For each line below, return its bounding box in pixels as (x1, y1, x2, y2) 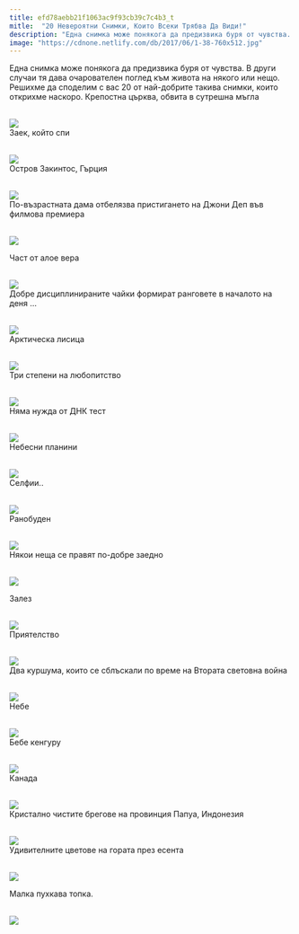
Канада (9, 773, 38, 784)
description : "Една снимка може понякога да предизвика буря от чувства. (9, 30, 292, 39)
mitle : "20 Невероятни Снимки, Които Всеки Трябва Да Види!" (9, 22, 247, 31)
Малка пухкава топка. (9, 888, 94, 899)
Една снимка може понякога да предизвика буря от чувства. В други (9, 63, 277, 74)
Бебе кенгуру (9, 737, 61, 748)
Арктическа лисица (9, 334, 85, 345)
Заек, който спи (9, 128, 70, 138)
